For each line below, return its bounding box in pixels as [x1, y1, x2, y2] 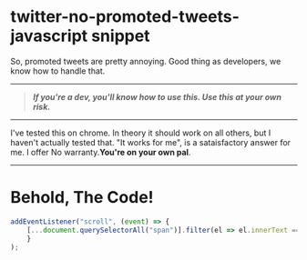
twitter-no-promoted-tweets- [10, 6, 240, 27]
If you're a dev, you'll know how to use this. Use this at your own [32, 91, 281, 102]
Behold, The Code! [10, 187, 154, 208]
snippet [90, 25, 150, 46]
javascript [10, 25, 88, 46]
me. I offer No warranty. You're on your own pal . [10, 146, 191, 157]
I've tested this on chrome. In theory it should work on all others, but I [10, 127, 271, 138]
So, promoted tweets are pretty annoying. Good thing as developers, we [10, 55, 281, 66]
